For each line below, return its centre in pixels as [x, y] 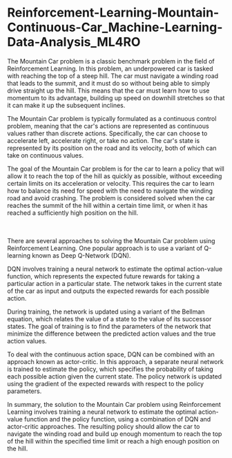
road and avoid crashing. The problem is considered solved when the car [111, 198]
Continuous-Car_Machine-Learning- [115, 27]
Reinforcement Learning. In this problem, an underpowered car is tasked [110, 68]
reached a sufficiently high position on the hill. [73, 213]
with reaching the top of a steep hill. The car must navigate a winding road [113, 76]
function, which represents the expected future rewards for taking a [104, 276]
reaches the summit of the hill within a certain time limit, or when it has [108, 205]
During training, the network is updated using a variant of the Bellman [106, 312]
